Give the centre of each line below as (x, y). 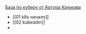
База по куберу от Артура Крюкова (43, 7)
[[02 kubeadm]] (29, 22)
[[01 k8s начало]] (30, 17)
